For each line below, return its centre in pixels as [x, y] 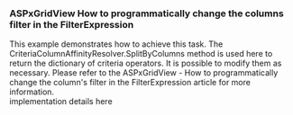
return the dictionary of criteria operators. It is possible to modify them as [146, 63]
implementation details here [61, 102]
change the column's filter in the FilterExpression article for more [130, 83]
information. [32, 92]
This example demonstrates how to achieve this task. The [116, 44]
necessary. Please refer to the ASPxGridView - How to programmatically [144, 73]
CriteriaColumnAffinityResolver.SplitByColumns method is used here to [141, 54]
